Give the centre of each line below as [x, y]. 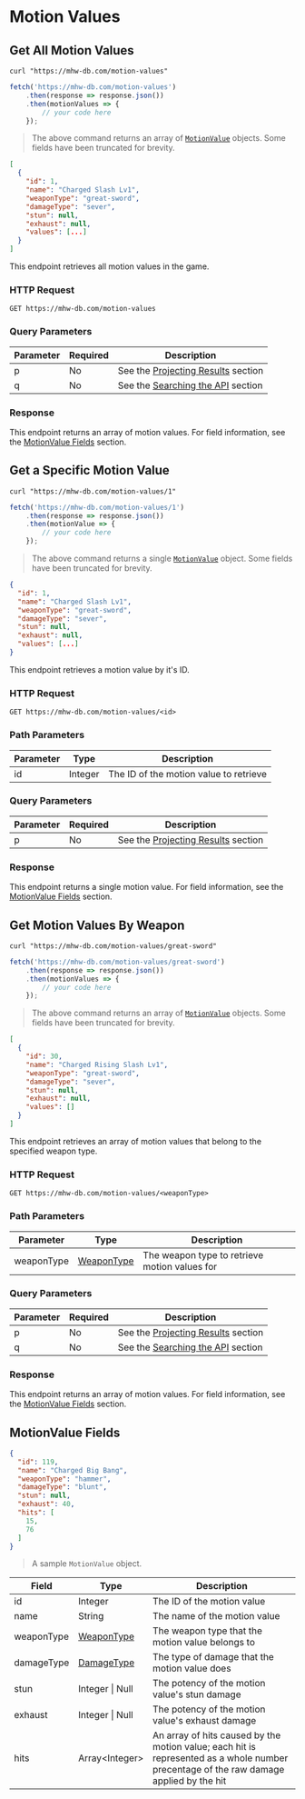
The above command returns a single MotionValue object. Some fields [162, 559]
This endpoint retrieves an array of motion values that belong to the [135, 1141]
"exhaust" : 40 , [46, 1504]
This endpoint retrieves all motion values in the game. [109, 266]
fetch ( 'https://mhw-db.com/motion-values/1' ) [97, 507]
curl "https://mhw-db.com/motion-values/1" [93, 491]
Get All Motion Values [72, 50]
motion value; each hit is [205, 1747]
